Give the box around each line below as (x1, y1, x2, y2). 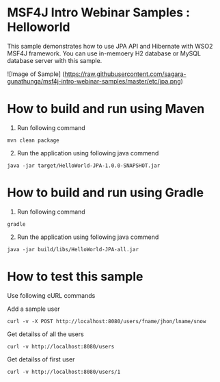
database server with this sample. (7, 56, 102, 64)
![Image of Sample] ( (7, 70, 65, 78)
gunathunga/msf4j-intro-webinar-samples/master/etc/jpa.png (7, 77, 181, 85)
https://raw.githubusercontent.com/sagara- (64, 70, 187, 78)
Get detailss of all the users (7, 330, 84, 338)
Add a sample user (7, 305, 60, 313)
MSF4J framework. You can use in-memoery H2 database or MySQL (7, 49, 202, 58)
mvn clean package (7, 137, 59, 144)
